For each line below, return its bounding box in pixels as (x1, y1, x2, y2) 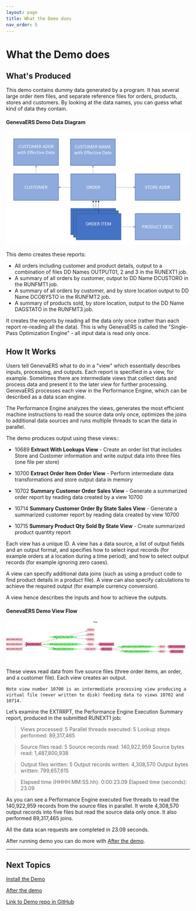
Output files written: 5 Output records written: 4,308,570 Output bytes (20, 761, 188, 768)
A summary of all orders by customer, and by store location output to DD (14, 287, 190, 294)
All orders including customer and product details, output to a (14, 262, 162, 269)
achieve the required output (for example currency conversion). (6, 582, 159, 589)
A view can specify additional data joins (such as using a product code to (6, 570, 182, 577)
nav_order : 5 (6, 22, 38, 28)
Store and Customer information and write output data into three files (14, 452, 181, 459)
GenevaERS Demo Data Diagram (6, 118, 86, 125)
